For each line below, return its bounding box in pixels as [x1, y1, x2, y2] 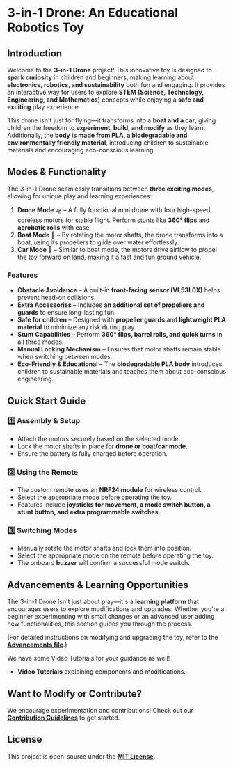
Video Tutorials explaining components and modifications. [17, 667, 186, 676]
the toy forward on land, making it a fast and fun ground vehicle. [17, 253, 202, 261]
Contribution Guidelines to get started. [7, 713, 120, 722]
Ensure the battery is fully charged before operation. [17, 449, 168, 457]
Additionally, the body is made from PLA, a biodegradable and [7, 131, 188, 139]
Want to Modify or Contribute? [7, 688, 143, 699]
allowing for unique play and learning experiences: [7, 191, 152, 200]
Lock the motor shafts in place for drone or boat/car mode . [17, 442, 188, 450]
